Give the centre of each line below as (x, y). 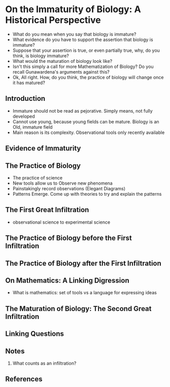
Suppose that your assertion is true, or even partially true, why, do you (86, 50)
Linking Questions (35, 334)
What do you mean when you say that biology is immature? (74, 34)
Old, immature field (32, 127)
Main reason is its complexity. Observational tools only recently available (89, 132)
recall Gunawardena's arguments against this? (61, 72)
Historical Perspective (53, 20)
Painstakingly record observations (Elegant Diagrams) (69, 188)
